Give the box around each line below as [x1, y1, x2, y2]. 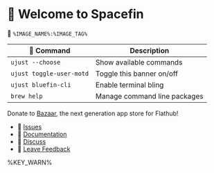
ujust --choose [10, 58, 61, 66]
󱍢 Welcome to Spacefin [7, 6, 144, 22]
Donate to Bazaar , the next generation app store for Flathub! [7, 109, 179, 117]
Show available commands [96, 57, 183, 67]
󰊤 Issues [17, 122, 42, 131]
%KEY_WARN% [7, 158, 53, 166]
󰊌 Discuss [17, 137, 46, 145]
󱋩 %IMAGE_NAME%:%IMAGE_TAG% [7, 29, 88, 38]
